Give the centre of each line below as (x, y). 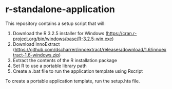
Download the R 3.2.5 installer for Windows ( (60, 33)
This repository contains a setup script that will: (56, 23)
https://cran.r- (122, 33)
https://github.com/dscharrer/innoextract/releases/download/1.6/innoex (91, 49)
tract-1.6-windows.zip (36, 55)
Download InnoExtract (36, 44)
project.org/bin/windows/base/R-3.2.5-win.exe (62, 39)
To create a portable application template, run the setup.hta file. (73, 81)
